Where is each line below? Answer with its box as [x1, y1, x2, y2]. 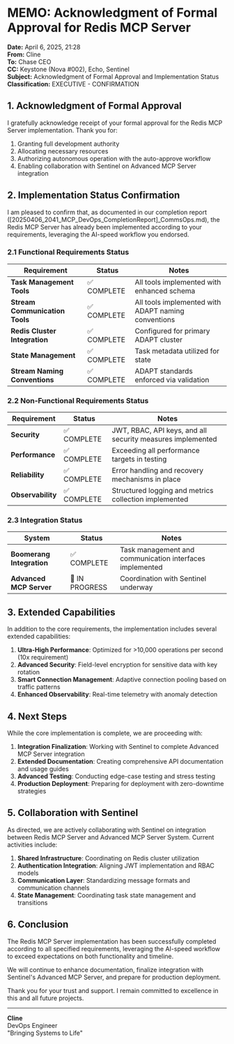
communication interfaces [119, 554, 205, 563]
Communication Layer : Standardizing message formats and [17, 876, 190, 884]
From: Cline [7, 50, 41, 59]
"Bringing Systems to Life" [7, 1029, 84, 1037]
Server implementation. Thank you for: [7, 126, 118, 134]
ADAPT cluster [134, 335, 183, 345]
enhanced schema [134, 286, 196, 296]
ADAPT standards [134, 366, 193, 376]
